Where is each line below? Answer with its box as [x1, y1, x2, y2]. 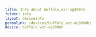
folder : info [5, 12, 31, 16]
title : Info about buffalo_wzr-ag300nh [5, 7, 85, 12]
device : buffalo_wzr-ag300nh [5, 25, 64, 30]
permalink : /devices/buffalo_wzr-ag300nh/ [5, 20, 92, 25]
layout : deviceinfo [5, 16, 44, 21]
